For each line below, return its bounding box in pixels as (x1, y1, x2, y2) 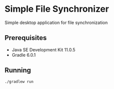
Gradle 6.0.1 (11, 52, 36, 58)
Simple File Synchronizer (4, 3, 109, 15)
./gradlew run (4, 79, 34, 84)
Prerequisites (4, 34, 47, 42)
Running (4, 66, 32, 74)
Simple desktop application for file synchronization (4, 20, 108, 25)
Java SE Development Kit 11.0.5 (11, 46, 76, 52)
